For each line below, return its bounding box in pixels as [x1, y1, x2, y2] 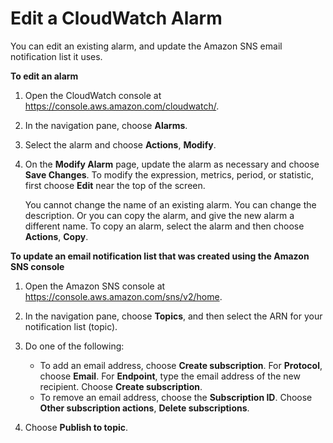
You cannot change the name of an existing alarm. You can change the [24, 198, 317, 211]
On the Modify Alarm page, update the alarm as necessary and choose [24, 158, 320, 170]
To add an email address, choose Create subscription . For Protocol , [39, 359, 323, 371]
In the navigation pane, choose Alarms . [24, 119, 188, 131]
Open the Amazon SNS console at [24, 280, 166, 292]
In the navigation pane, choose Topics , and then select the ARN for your [24, 310, 323, 322]
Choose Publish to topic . [24, 421, 129, 433]
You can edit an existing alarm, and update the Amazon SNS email [10, 40, 283, 52]
